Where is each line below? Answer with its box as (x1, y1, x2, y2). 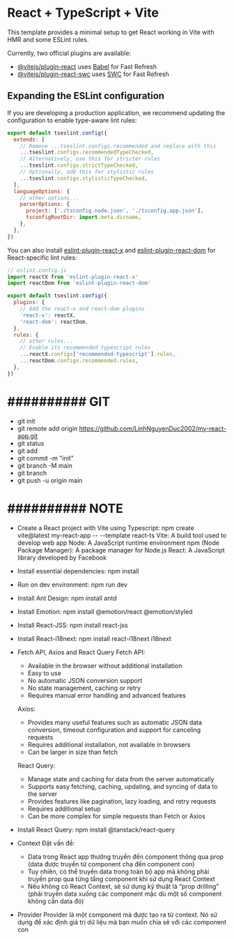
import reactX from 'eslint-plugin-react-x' (7, 273, 139, 280)
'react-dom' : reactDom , (19, 318, 89, 325)
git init (17, 416, 36, 425)
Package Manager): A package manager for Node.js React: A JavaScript (17, 546, 225, 554)
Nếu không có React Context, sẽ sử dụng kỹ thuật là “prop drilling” (27, 882, 219, 890)
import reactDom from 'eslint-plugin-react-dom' (7, 280, 151, 287)
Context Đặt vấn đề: (17, 839, 75, 847)
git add (17, 446, 38, 455)
